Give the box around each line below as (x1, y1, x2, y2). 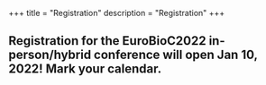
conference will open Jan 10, (93, 47, 258, 63)
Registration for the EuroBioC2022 (8, 33, 206, 48)
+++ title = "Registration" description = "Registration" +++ (8, 8, 225, 18)
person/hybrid (8, 47, 92, 63)
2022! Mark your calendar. (8, 62, 162, 77)
